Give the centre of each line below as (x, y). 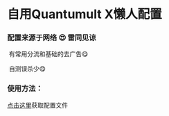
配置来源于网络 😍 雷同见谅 (52, 38)
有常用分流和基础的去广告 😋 (48, 54)
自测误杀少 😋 (27, 69)
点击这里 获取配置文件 (37, 105)
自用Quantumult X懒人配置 (85, 14)
